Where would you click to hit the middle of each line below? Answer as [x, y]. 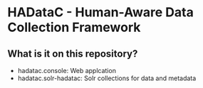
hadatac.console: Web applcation [67, 71]
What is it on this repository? [73, 54]
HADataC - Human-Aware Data [100, 12]
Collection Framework [74, 27]
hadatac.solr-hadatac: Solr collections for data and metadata [107, 78]
